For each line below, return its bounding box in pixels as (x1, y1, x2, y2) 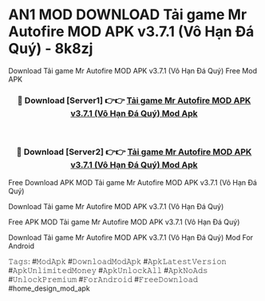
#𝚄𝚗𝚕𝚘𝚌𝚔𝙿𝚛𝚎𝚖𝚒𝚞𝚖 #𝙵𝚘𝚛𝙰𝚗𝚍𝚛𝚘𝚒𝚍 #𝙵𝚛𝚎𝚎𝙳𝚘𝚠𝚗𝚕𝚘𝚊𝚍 (8, 274, 198, 284)
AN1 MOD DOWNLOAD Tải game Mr (8, 6, 247, 24)
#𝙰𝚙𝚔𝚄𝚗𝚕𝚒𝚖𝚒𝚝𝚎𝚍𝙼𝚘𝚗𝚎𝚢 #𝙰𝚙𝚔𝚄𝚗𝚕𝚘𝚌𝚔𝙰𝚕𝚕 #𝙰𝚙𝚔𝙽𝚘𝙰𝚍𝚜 (8, 265, 208, 275)
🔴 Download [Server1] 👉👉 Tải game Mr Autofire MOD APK (17, 94, 251, 105)
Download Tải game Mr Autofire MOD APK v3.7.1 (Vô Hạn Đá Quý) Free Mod (8, 65, 258, 75)
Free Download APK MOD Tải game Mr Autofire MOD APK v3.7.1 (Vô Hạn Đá (8, 177, 258, 187)
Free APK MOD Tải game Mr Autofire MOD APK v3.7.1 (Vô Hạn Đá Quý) (8, 217, 240, 227)
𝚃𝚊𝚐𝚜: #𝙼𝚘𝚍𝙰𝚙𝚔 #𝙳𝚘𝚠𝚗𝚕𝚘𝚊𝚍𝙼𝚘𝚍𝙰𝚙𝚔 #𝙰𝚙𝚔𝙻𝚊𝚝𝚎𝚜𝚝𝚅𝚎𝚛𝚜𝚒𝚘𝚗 (8, 256, 227, 266)
